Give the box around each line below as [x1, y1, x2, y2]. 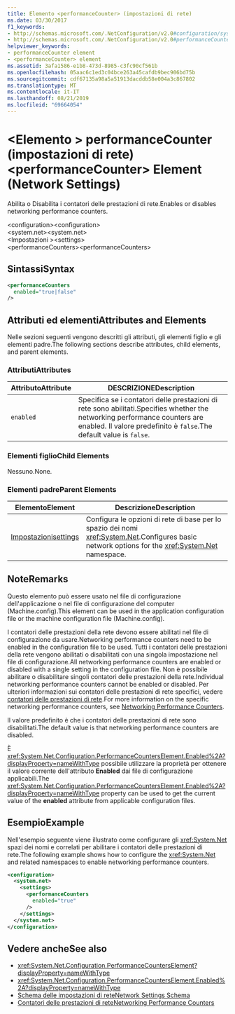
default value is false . [78, 430, 150, 440]
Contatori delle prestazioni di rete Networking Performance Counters [17, 999, 215, 1007]
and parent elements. [7, 348, 69, 356]
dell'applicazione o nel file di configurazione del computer [7, 599, 175, 608]
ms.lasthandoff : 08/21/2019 [7, 95, 90, 102]
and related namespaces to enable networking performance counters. [7, 858, 210, 866]
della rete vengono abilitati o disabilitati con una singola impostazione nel [7, 650, 218, 659]
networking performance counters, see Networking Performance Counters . [7, 702, 225, 711]
